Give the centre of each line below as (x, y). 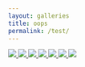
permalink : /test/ (39, 31)
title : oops (28, 23)
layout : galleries (39, 16)
